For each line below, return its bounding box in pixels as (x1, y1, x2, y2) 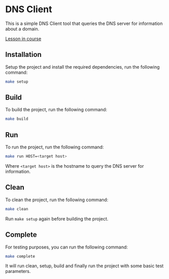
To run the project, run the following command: (5, 144, 104, 150)
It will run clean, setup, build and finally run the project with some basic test (5, 263, 164, 269)
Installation (5, 50, 42, 59)
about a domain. (5, 25, 40, 32)
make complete (5, 254, 36, 259)
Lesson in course (5, 36, 42, 42)
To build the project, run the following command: (5, 107, 107, 113)
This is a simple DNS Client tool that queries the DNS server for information (5, 20, 163, 26)
